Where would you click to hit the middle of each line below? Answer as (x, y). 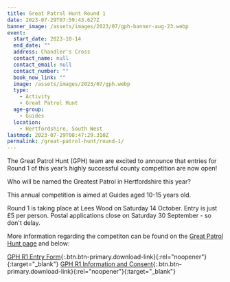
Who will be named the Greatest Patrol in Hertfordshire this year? (99, 182)
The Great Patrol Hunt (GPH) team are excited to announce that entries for (112, 161)
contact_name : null (41, 58)
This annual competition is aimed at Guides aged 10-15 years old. (99, 195)
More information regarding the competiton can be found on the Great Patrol (115, 236)
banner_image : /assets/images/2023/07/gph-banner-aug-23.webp (98, 26)
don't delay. (24, 223)
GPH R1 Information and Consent (106, 264)
